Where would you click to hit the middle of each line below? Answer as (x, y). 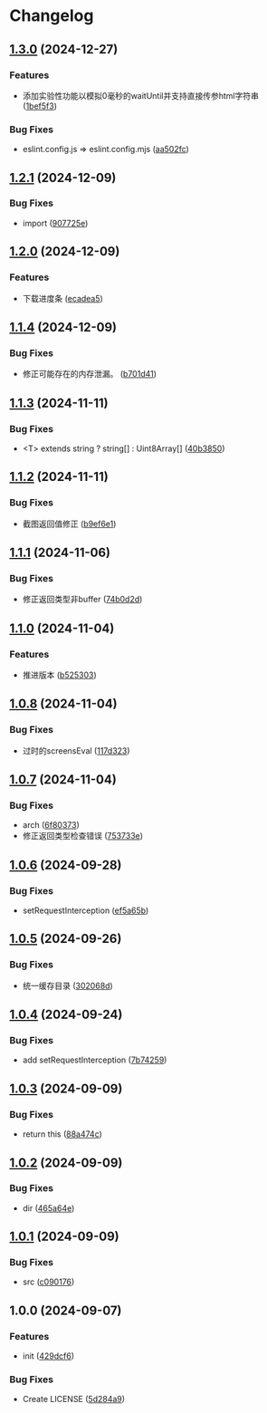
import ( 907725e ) (55, 223)
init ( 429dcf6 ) (48, 1356)
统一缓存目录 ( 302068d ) (67, 985)
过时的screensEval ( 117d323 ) (76, 750)
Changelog (52, 16)
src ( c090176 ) (48, 1282)
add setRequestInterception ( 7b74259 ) (95, 1060)
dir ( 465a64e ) (48, 1208)
